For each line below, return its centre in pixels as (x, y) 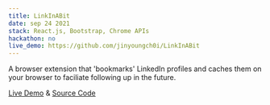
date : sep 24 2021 (39, 23)
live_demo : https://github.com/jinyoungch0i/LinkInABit (104, 46)
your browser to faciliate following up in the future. (92, 78)
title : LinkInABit (39, 16)
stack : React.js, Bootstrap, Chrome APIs (79, 31)
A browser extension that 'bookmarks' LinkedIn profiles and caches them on (135, 69)
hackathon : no (32, 38)
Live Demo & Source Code (52, 93)
